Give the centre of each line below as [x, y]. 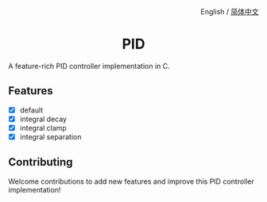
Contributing [41, 162]
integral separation [50, 136]
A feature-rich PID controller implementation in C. [89, 66]
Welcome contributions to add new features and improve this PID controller [131, 181]
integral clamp [43, 128]
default [31, 110]
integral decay [43, 119]
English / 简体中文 [230, 11]
